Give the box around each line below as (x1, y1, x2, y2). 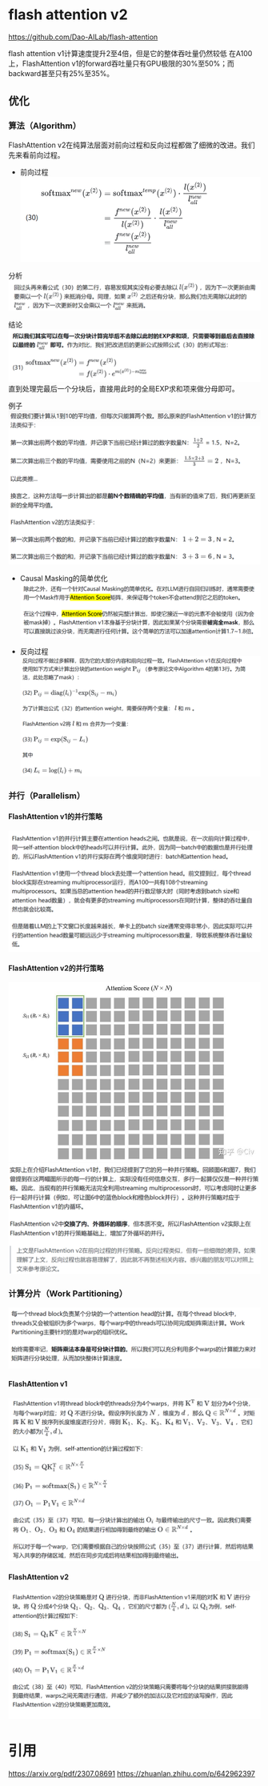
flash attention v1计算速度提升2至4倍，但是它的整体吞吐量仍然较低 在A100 (8, 48, 253, 58)
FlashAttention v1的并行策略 (8, 812, 102, 821)
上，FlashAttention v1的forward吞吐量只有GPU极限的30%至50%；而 (8, 58, 234, 68)
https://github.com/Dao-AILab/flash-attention (8, 32, 158, 42)
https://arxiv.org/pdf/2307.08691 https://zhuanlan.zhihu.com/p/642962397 (8, 1768, 256, 1778)
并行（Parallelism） (8, 790, 86, 801)
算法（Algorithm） (8, 120, 82, 131)
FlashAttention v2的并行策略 (8, 963, 104, 973)
